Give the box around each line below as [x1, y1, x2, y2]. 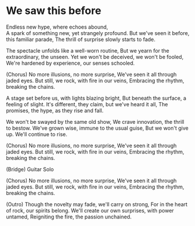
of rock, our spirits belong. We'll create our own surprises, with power [6, 207, 174, 214]
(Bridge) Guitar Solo [6, 165, 54, 173]
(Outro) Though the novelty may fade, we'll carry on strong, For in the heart [6, 200, 188, 208]
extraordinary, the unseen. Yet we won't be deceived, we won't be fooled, [6, 53, 184, 60]
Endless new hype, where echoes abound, [6, 23, 109, 30]
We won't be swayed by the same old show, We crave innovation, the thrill [6, 118, 184, 125]
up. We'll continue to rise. [6, 130, 68, 138]
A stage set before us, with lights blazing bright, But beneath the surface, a [6, 95, 187, 102]
